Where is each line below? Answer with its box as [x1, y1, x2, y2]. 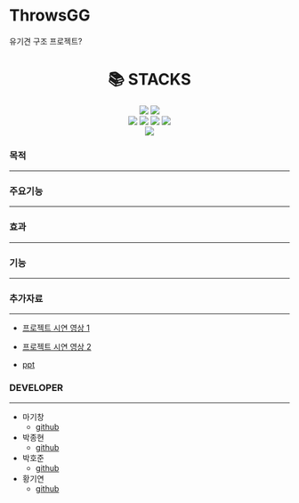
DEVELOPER [9, 382, 64, 394]
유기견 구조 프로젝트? [9, 36, 83, 46]
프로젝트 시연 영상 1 [21, 322, 91, 334]
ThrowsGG [9, 5, 91, 26]
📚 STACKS [108, 69, 191, 90]
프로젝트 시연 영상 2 [21, 342, 92, 353]
